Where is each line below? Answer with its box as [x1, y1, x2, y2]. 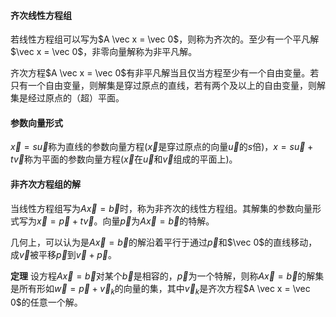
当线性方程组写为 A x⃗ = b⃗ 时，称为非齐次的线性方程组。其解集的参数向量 [10, 202, 313, 214]
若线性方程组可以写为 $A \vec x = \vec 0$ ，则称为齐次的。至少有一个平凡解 [10, 33, 320, 45]
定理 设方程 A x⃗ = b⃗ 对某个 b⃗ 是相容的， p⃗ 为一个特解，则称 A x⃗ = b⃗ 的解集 [10, 270, 325, 282]
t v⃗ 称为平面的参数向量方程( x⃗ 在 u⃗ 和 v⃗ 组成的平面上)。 [10, 153, 238, 165]
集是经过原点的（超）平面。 [10, 92, 125, 104]
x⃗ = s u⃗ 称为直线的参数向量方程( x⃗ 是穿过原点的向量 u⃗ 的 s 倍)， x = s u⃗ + [10, 141, 314, 153]
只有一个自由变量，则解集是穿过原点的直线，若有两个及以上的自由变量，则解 [10, 80, 326, 92]
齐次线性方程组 [10, 9, 72, 21]
